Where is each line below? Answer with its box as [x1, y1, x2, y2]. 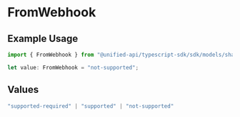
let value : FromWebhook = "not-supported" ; [7, 64, 139, 71]
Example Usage [7, 33, 79, 45]
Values [7, 84, 39, 96]
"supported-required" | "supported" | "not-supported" [7, 102, 174, 110]
